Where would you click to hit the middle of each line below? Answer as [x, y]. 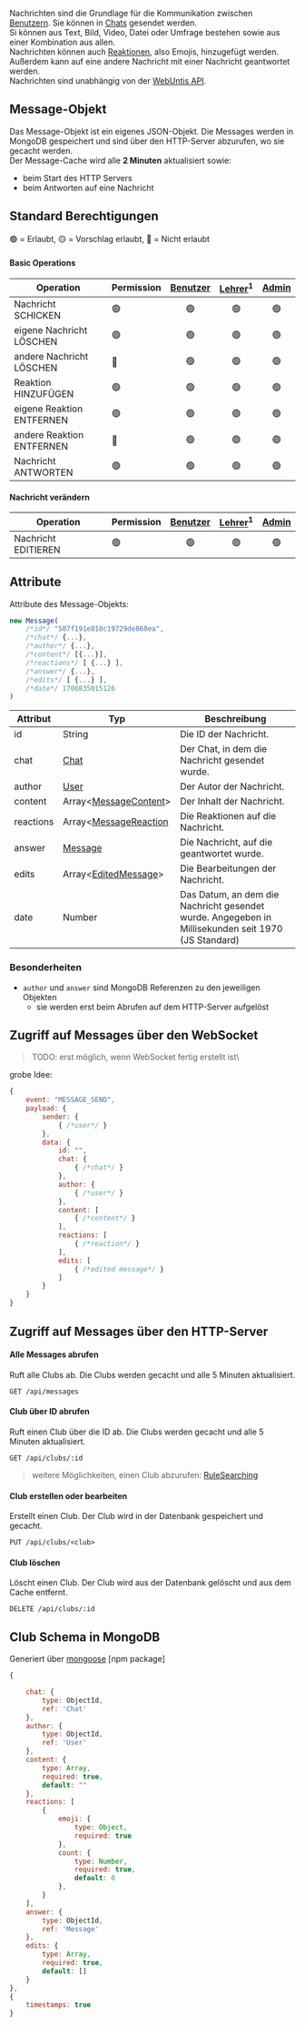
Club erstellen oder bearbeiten [69, 1495]
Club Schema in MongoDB [85, 1637]
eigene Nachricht [51, 330]
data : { [56, 1142]
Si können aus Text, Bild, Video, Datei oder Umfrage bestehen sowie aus [145, 32]
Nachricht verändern [50, 497]
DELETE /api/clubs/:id [52, 1609]
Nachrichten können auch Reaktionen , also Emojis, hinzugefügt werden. [144, 52]
